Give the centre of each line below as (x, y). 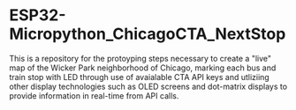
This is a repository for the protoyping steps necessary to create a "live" (140, 58)
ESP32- (38, 15)
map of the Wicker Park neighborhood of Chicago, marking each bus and (143, 68)
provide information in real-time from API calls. (94, 95)
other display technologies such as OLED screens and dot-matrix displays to (148, 86)
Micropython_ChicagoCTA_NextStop (148, 34)
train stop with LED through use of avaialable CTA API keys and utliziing (139, 77)
